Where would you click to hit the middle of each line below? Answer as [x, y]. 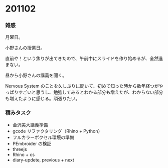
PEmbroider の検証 [32, 143]
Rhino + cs [24, 154]
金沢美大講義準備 [30, 125]
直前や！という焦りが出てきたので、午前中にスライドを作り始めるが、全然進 [84, 59]
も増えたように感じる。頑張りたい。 [43, 99]
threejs [20, 149]
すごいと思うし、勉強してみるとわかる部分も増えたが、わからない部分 [91, 92]
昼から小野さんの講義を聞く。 [36, 75]
